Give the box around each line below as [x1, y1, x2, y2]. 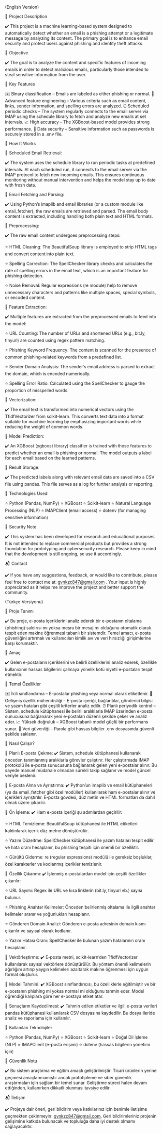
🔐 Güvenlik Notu [5, 1058, 38, 1064]
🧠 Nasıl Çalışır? [5, 740, 35, 746]
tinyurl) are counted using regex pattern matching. [5, 337, 105, 343]
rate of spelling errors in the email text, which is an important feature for [5, 268, 148, 273]
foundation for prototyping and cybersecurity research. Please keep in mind [5, 546, 156, 551]
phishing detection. [5, 273, 44, 279]
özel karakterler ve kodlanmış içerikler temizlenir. [5, 861, 103, 867]
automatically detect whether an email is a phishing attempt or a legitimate [5, 30, 153, 36]
